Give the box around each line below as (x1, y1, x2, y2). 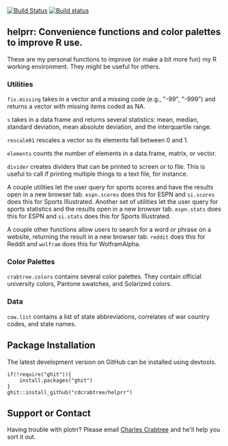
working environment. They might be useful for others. (7, 62, 161, 70)
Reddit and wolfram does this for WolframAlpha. (7, 240, 141, 248)
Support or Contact (7, 407, 91, 419)
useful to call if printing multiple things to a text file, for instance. (7, 170, 188, 178)
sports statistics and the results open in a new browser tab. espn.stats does (7, 205, 222, 213)
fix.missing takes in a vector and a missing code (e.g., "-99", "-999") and (7, 95, 216, 103)
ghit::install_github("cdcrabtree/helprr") (7, 389, 133, 396)
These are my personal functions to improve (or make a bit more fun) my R (7, 55, 217, 63)
